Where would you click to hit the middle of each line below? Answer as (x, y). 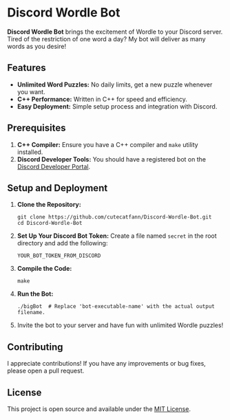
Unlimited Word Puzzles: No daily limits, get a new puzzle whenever (115, 85)
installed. (30, 152)
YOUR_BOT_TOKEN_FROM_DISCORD (59, 256)
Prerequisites (36, 128)
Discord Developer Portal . (54, 166)
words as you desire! (37, 46)
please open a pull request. (46, 371)
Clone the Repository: (49, 205)
